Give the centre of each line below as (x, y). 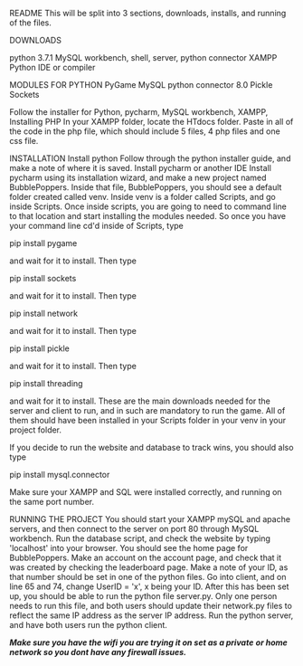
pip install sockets (43, 278)
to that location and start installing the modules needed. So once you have (148, 216)
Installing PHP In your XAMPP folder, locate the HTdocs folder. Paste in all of (151, 122)
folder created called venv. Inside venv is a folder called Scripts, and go (142, 197)
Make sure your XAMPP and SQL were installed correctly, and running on (146, 492)
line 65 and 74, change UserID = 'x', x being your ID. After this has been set (149, 586)
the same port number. (52, 502)
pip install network (44, 313)
